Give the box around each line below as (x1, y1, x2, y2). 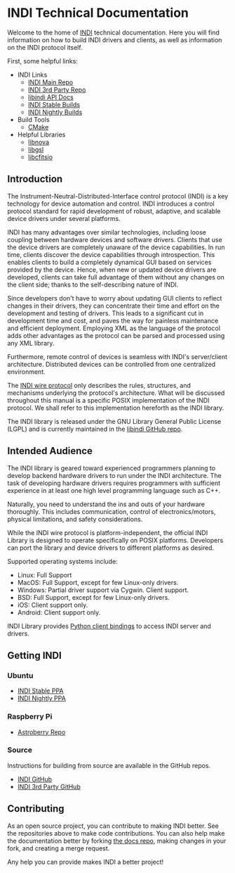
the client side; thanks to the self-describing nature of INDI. (7, 280, 179, 289)
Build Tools (17, 115, 51, 124)
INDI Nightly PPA (17, 694, 67, 703)
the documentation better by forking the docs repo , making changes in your (7, 836, 227, 845)
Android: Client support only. (17, 608, 101, 617)
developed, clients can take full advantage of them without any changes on (7, 272, 224, 281)
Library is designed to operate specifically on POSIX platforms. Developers (7, 536, 224, 544)
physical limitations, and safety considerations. (7, 515, 143, 523)
